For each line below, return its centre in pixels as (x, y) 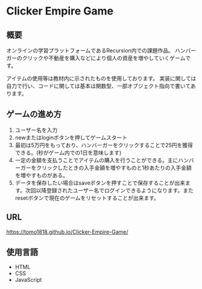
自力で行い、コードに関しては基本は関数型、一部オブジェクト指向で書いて (99, 86)
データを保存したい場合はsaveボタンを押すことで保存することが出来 (100, 183)
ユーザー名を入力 (36, 130)
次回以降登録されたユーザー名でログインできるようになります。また (109, 190)
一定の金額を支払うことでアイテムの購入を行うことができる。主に (96, 160)
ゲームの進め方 (34, 114)
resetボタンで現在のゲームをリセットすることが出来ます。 (87, 198)
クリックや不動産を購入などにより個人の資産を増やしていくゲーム (104, 58)
